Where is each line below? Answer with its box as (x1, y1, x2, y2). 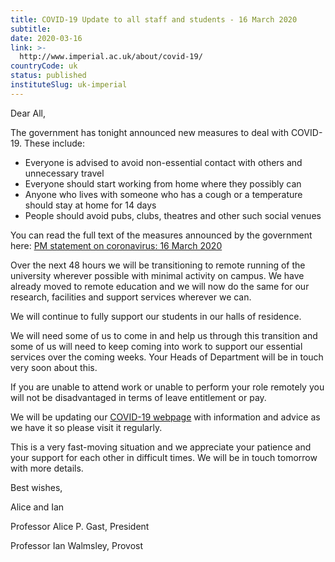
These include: (23, 137, 86, 149)
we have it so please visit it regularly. (10, 421, 163, 433)
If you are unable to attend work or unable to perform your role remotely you (10, 381, 325, 393)
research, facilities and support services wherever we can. (10, 291, 252, 303)
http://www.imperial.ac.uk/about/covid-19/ (19, 52, 203, 62)
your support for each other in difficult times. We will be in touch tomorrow (10, 451, 318, 463)
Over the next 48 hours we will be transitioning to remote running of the (10, 259, 306, 271)
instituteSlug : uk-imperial (10, 80, 128, 90)
